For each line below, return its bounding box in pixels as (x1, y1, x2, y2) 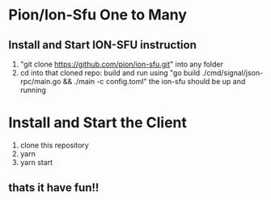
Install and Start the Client (8, 113, 188, 132)
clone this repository (19, 140, 89, 150)
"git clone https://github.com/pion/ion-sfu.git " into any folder (19, 59, 224, 69)
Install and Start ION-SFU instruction (8, 38, 197, 52)
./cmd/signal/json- (201, 68, 264, 78)
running (19, 85, 47, 95)
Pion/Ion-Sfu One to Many (8, 6, 188, 24)
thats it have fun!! (8, 181, 100, 195)
